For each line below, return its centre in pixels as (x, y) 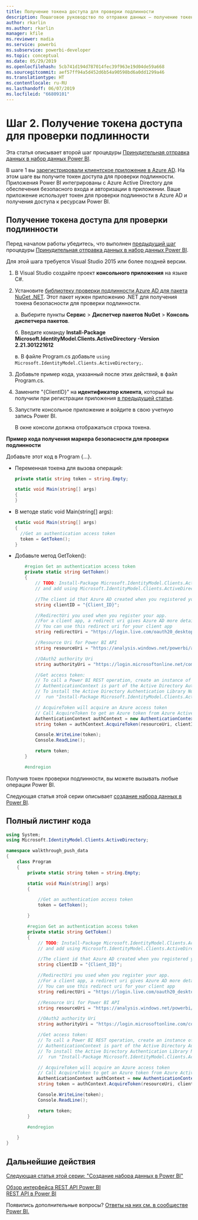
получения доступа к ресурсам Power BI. (58, 201)
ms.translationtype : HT (35, 77)
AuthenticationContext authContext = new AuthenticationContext (115, 719)
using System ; (24, 834)
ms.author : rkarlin (30, 28)
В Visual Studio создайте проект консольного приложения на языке (101, 273)
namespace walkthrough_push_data (47, 851)
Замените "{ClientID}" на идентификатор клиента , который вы (94, 391)
